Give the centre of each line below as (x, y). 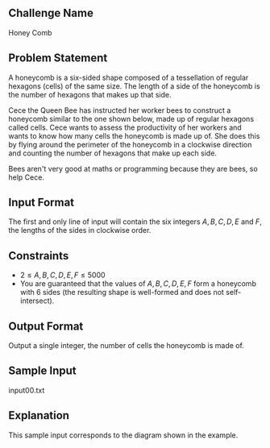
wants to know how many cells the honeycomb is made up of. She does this (134, 135)
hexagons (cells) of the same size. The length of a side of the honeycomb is (134, 86)
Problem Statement (58, 58)
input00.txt (27, 390)
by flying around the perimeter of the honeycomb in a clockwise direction (130, 144)
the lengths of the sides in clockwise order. (80, 230)
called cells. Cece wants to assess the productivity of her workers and (125, 127)
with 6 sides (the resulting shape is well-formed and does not (122, 292)
